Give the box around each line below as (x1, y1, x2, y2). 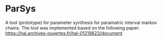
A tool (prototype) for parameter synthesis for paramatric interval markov (5, 19, 157, 25)
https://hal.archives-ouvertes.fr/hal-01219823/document (5, 30, 123, 36)
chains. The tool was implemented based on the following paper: (5, 24, 140, 30)
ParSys (5, 3, 36, 14)
